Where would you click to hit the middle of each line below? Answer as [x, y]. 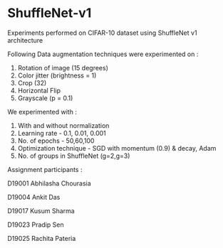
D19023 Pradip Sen [36, 225]
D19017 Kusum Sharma [41, 210]
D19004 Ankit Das [34, 197]
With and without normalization [63, 125]
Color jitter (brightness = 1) [57, 75]
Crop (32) [32, 82]
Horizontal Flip [39, 90]
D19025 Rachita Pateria [42, 238]
